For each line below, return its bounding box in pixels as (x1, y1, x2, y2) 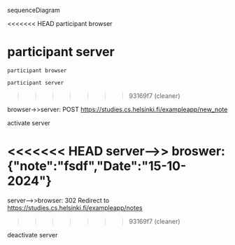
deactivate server (7, 230, 58, 239)
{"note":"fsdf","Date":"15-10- (7, 158, 187, 174)
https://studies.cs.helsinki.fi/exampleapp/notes (7, 203, 143, 212)
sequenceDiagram (7, 6, 61, 14)
